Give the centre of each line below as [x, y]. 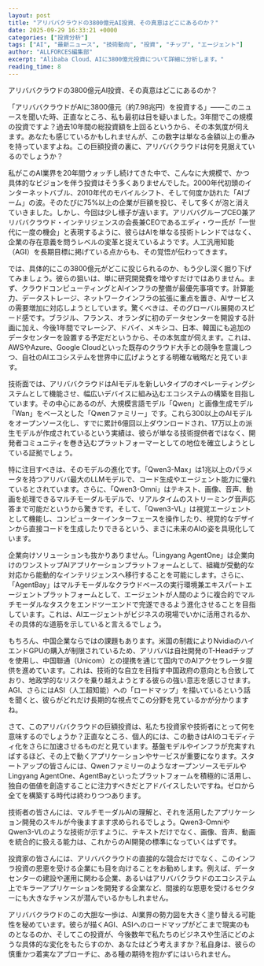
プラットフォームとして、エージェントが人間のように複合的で [141, 594]
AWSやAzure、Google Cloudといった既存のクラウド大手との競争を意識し [126, 347]
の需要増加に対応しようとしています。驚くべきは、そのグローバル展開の [125, 307]
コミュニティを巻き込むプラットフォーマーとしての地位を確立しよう [132, 443]
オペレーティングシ [224, 384]
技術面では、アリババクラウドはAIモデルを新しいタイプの [101, 384]
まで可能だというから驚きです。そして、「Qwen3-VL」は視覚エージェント [133, 508]
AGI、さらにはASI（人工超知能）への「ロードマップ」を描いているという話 [130, 689]
